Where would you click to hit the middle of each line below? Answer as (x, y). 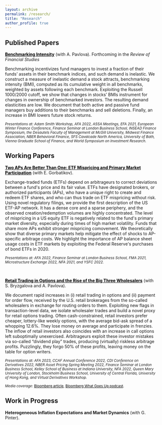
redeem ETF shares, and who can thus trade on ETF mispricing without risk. (81, 197)
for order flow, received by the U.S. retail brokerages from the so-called (76, 300)
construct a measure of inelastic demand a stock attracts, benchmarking (77, 79)
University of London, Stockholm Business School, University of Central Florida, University (80, 373)
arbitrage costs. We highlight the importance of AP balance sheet (87, 238)
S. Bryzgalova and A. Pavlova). (36, 285)
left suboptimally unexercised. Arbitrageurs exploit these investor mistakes (79, 336)
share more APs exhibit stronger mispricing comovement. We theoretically (79, 228)
